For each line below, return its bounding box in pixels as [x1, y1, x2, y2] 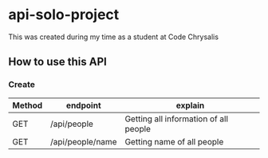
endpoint [66, 100, 101, 111]
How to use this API [8, 55, 108, 69]
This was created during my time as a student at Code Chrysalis [8, 32, 219, 41]
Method [12, 100, 43, 111]
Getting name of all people [124, 136, 224, 147]
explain [175, 100, 205, 111]
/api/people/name [50, 136, 117, 147]
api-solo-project [8, 6, 120, 24]
